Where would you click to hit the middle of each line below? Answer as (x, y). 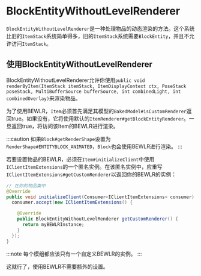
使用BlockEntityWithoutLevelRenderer (79, 64)
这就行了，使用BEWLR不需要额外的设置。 (58, 266)
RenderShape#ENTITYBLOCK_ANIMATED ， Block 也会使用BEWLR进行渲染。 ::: (94, 146)
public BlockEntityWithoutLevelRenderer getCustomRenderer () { (98, 219)
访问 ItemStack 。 (31, 43)
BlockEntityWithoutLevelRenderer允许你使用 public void (76, 80)
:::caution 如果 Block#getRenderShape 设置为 (58, 139)
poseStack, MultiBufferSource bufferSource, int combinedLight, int (94, 92)
